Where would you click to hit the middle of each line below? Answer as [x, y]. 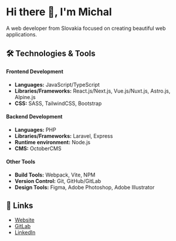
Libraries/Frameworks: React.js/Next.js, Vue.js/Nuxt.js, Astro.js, [92, 91]
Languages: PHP [35, 130]
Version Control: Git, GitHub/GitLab [58, 181]
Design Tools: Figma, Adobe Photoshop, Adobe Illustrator [84, 187]
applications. [21, 34]
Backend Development [34, 117]
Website [25, 220]
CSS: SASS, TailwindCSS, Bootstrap [58, 103]
